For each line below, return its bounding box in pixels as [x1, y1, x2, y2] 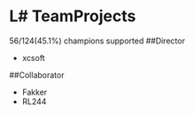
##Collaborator [9, 69, 65, 80]
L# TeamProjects [9, 6, 136, 27]
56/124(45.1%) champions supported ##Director [9, 35, 186, 46]
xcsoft [21, 52, 46, 63]
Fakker [21, 87, 48, 97]
